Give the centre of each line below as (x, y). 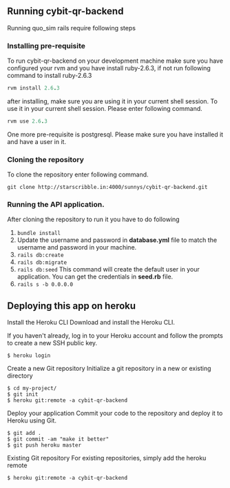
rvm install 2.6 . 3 (33, 88)
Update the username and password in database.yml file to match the (117, 240)
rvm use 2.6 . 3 (28, 121)
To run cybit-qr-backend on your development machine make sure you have (115, 61)
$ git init (23, 395)
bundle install (39, 234)
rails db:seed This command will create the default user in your (108, 270)
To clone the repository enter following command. (78, 174)
